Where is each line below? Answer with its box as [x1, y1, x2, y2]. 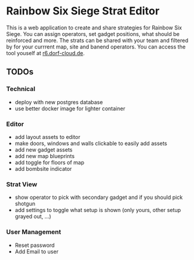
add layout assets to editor [14, 133, 81, 140]
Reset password [14, 241, 55, 249]
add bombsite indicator [14, 165, 72, 172]
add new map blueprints [14, 152, 75, 159]
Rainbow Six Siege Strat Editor [6, 4, 160, 18]
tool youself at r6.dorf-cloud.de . [6, 49, 85, 56]
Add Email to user [14, 247, 58, 255]
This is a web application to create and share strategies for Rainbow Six [6, 24, 182, 31]
